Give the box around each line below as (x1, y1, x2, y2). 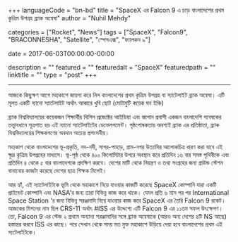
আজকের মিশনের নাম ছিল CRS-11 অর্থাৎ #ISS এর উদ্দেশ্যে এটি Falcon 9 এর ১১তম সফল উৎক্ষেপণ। (8, 204, 223, 212)
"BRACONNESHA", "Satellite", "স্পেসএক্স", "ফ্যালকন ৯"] (8, 35, 151, 44)
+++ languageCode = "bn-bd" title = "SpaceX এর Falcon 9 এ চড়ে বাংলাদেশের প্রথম (8, 6, 225, 14)
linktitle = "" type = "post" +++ (8, 70, 97, 79)
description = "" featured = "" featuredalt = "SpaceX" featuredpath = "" (8, 63, 216, 71)
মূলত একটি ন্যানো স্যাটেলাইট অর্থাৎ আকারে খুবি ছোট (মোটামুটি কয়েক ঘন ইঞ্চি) (8, 98, 165, 107)
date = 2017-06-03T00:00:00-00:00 (8, 49, 115, 58)
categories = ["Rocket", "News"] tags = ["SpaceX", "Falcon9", (8, 28, 188, 36)
